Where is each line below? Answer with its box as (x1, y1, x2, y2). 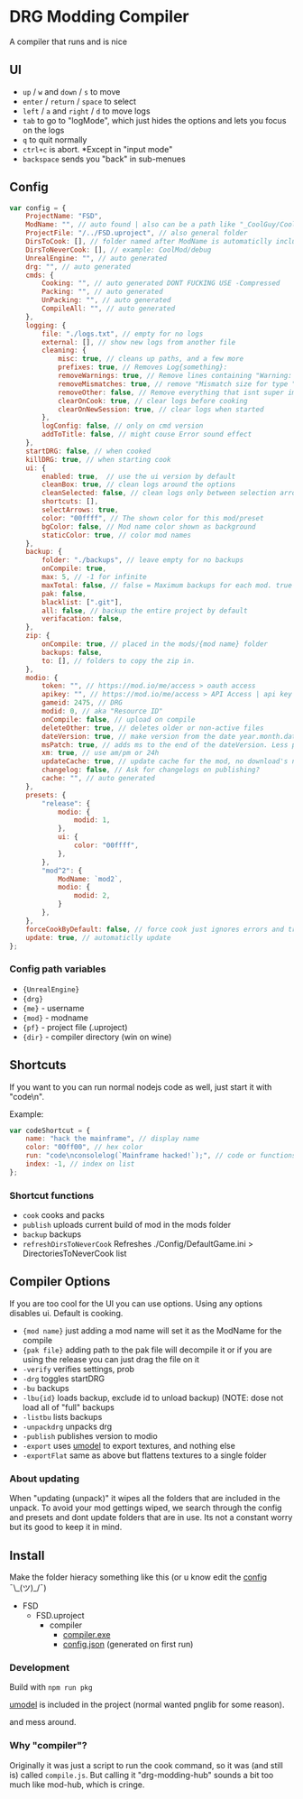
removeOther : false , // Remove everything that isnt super (57, 388, 284, 397)
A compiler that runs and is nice (9, 36, 128, 47)
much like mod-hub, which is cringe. (9, 1779, 145, 1790)
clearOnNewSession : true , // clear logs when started (57, 404, 264, 414)
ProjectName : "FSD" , (25, 212, 103, 221)
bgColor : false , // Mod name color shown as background (41, 521, 256, 531)
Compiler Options (9, 1274, 111, 1289)
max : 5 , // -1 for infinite (41, 573, 147, 582)
